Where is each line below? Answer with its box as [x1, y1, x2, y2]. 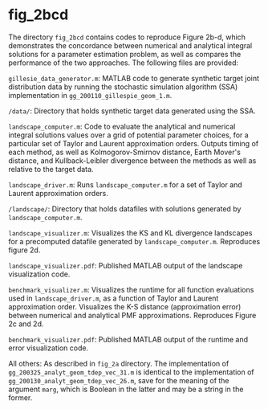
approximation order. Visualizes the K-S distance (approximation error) [8, 301, 242, 311]
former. [8, 392, 33, 403]
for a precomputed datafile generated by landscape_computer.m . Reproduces [8, 236, 261, 246]
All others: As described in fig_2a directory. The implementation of [8, 358, 229, 368]
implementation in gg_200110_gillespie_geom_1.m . [8, 90, 173, 100]
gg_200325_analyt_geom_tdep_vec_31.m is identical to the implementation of [8, 367, 254, 377]
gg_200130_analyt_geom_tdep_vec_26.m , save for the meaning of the [8, 375, 230, 385]
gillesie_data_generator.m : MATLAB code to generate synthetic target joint [8, 73, 259, 83]
